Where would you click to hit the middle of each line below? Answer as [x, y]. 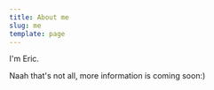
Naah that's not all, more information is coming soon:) [107, 76]
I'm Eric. [24, 59]
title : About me [39, 17]
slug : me [25, 26]
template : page [37, 34]
